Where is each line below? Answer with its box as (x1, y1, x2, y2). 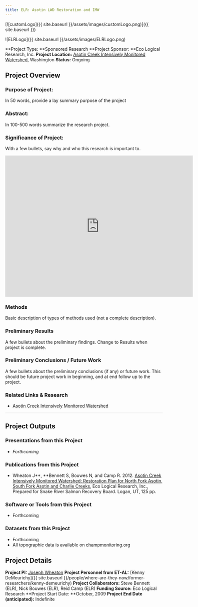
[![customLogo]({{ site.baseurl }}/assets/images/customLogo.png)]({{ (5, 21, 149, 27)
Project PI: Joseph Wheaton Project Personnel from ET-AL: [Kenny (5, 569, 145, 575)
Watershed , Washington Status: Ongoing (5, 56, 90, 63)
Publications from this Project (5, 461, 79, 468)
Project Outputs (5, 422, 56, 431)
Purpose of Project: (5, 86, 53, 93)
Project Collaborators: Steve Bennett (72, 580, 150, 586)
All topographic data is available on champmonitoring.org (12, 542, 130, 548)
